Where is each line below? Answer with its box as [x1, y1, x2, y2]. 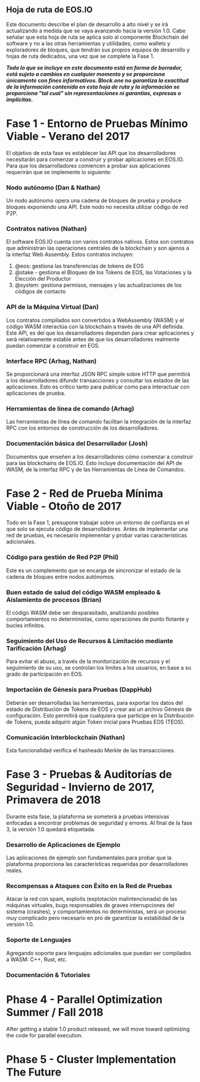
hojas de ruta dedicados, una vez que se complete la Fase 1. [6, 52, 155, 59]
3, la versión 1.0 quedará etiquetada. [6, 825, 96, 832]
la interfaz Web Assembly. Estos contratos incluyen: [6, 251, 134, 258]
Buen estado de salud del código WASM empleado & [6, 588, 161, 596]
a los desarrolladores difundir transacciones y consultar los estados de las [6, 376, 189, 384]
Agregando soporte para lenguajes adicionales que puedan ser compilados [6, 949, 192, 956]
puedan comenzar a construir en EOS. [6, 342, 100, 349]
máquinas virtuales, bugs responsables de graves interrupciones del [6, 902, 175, 909]
